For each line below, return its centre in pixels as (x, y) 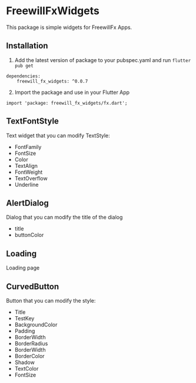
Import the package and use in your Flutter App (72, 92)
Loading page (23, 268)
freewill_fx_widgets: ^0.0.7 (52, 81)
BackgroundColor (36, 324)
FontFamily (28, 147)
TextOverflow (31, 178)
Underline (26, 184)
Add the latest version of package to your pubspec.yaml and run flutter (103, 60)
